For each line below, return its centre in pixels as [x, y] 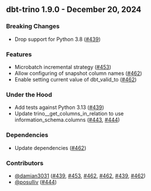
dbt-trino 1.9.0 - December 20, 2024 [74, 10]
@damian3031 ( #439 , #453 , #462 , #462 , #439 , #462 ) [80, 176]
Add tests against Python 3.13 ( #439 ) [59, 107]
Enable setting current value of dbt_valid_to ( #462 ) [75, 79]
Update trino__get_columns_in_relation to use [69, 114]
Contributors [25, 163]
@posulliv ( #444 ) [36, 182]
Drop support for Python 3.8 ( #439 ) [58, 39]
